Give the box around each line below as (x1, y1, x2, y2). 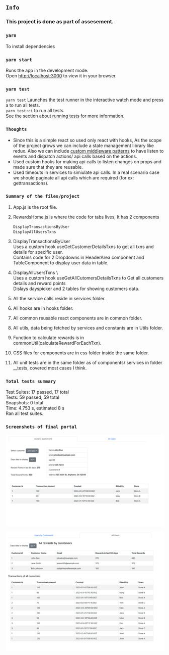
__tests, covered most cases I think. (13, 365, 87, 371)
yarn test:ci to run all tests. (6, 108, 65, 114)
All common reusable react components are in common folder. (13, 315, 143, 321)
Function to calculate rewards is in (13, 335, 84, 341)
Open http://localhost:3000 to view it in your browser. (6, 72, 117, 79)
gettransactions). (13, 180, 49, 186)
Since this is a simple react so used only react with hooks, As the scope (13, 137, 162, 143)
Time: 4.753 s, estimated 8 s (6, 405, 65, 411)
